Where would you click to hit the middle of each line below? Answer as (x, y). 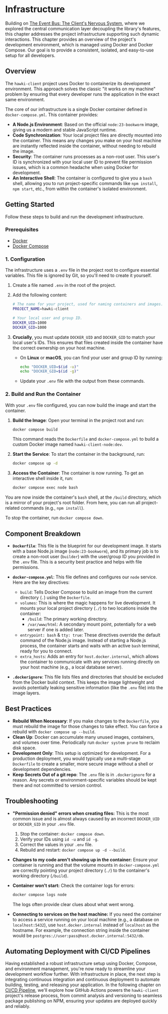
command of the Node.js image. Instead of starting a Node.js (83, 640)
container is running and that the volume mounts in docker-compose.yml (86, 865)
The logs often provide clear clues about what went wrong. (73, 904)
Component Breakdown (43, 534)
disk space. (24, 748)
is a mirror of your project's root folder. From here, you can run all (73, 503)
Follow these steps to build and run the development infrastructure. (75, 217)
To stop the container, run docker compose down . (54, 518)
